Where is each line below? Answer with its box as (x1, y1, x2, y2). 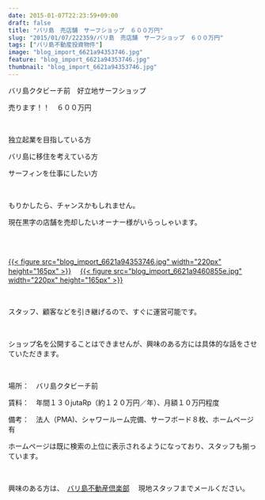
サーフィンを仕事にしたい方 (8, 168, 98, 178)
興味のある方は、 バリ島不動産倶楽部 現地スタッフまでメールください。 (8, 483, 249, 493)
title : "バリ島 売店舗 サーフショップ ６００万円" (8, 26, 164, 34)
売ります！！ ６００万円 (8, 102, 92, 112)
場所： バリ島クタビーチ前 (8, 381, 99, 390)
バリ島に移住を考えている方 (8, 151, 99, 161)
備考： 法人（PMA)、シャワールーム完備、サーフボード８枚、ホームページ (8, 415, 255, 424)
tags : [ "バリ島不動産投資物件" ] (8, 41, 103, 49)
